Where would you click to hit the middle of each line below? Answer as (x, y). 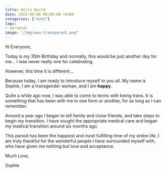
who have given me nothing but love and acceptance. (60, 146)
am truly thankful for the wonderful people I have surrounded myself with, (81, 141)
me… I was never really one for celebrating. (50, 62)
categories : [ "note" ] (28, 19)
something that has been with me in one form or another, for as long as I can (83, 101)
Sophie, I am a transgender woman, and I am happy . (59, 86)
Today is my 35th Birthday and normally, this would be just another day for (81, 56)
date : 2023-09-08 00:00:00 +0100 (40, 14)
